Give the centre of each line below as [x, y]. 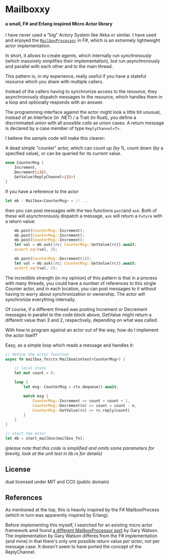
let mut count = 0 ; [35, 373]
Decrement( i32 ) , [32, 172]
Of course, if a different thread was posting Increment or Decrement [76, 309]
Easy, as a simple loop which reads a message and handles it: [70, 345]
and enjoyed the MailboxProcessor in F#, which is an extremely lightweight [83, 40]
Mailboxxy [28, 9]
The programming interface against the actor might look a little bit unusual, [83, 112]
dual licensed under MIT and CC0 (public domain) [57, 482]
